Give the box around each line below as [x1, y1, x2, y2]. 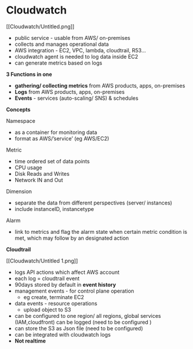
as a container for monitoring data [14, 129, 98, 136]
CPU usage [14, 164, 42, 171]
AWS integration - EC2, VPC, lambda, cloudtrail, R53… [14, 46, 146, 53]
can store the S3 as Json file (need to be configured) [14, 324, 143, 332]
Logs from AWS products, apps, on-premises [14, 88, 125, 95]
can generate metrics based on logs [14, 59, 102, 66]
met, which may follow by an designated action [14, 234, 129, 241]
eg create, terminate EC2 [23, 293, 84, 300]
